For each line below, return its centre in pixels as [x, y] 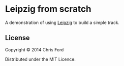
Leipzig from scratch [48, 9]
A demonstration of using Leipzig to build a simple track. [62, 22]
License [17, 38]
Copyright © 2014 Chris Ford [34, 49]
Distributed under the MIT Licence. [40, 59]
